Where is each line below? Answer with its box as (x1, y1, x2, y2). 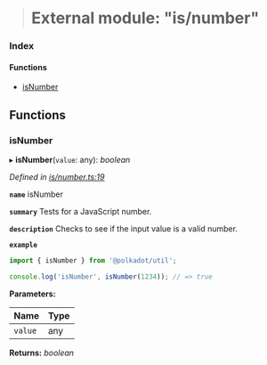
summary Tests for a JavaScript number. (9, 207, 152, 216)
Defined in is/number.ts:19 (9, 172, 105, 182)
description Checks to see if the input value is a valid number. (9, 223, 239, 234)
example (9, 240, 38, 249)
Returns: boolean (9, 347, 74, 358)
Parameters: (9, 288, 56, 299)
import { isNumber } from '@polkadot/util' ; (9, 256, 177, 265)
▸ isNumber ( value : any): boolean (9, 155, 131, 165)
